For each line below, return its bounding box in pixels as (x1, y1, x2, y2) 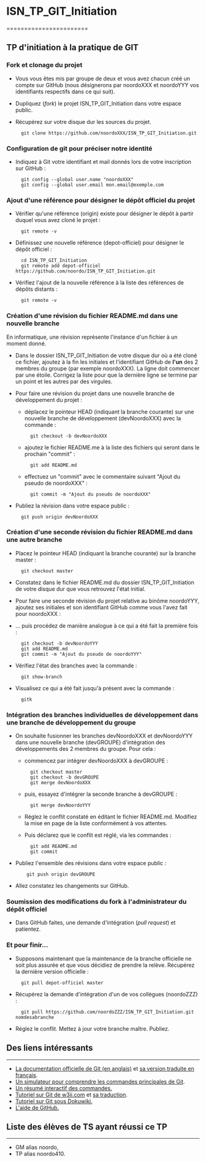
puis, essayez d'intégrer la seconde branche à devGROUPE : (24, 790, 178, 798)
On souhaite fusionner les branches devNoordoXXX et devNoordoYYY (15, 732, 193, 740)
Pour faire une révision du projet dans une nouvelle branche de (15, 390, 175, 397)
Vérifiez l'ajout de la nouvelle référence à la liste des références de (15, 279, 184, 287)
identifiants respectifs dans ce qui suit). (15, 88, 115, 95)
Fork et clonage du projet (6, 61, 83, 69)
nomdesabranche (15, 1014, 55, 1020)
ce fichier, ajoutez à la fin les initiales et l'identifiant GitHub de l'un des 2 (15, 358, 198, 366)
